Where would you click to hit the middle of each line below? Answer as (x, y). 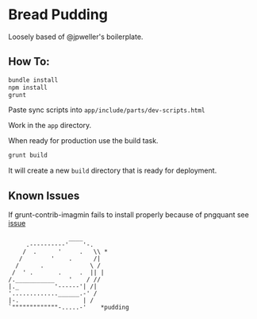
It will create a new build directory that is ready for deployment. (113, 171)
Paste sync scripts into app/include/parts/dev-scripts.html (107, 110)
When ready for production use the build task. (83, 141)
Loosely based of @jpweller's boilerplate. (76, 37)
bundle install (33, 80)
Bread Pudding (58, 15)
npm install (28, 88)
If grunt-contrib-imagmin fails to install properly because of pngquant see (129, 215)
